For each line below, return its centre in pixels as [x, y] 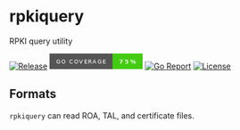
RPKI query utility [41, 41]
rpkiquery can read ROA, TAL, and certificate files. [102, 115]
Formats [33, 94]
